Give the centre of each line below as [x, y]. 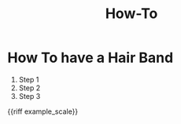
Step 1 [29, 79]
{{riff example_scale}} [43, 111]
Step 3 [30, 96]
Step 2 [30, 88]
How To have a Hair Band [90, 58]
